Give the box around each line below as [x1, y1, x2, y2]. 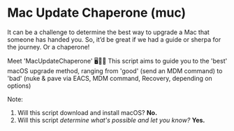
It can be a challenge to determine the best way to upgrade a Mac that [7, 28, 210, 36]
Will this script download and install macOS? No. [17, 108, 158, 116]
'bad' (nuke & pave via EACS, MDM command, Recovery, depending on [7, 74, 213, 82]
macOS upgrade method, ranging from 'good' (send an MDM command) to [7, 66, 223, 75]
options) [7, 82, 31, 90]
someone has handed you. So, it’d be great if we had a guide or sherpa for [7, 35, 221, 43]
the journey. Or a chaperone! [7, 43, 90, 51]
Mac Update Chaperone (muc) [7, 5, 187, 21]
